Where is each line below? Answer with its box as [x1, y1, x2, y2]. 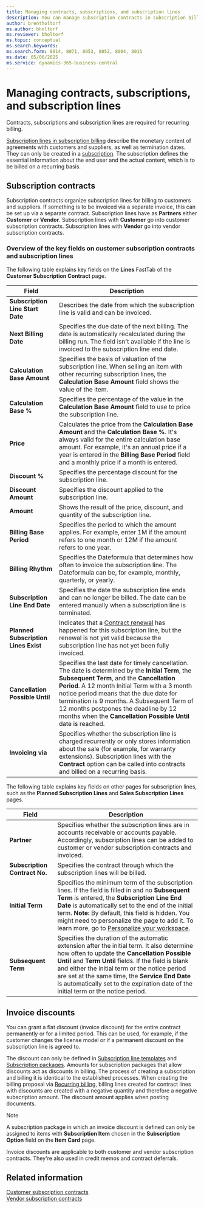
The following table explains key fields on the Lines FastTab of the [6, 266, 172, 273]
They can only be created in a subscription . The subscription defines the [6, 150, 188, 157]
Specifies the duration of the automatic [57, 934, 169, 942]
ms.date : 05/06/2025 [6, 54, 59, 60]
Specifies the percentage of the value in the [58, 395, 184, 403]
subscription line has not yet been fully [58, 641, 169, 649]
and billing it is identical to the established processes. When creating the [6, 1074, 188, 1082]
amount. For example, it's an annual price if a [58, 443, 187, 451]
